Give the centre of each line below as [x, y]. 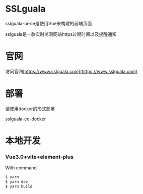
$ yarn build [19, 187]
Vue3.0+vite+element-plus [40, 157]
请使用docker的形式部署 [30, 109]
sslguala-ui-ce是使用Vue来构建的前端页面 [49, 23]
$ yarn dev [17, 182]
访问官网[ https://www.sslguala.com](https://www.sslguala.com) [71, 71]
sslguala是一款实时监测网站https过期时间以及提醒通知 [61, 34]
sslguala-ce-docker [26, 119]
